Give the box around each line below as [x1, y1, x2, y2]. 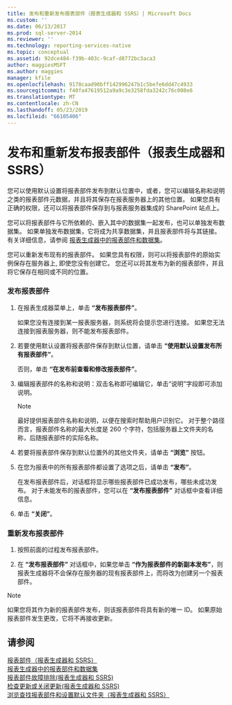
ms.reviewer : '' [7, 36, 54, 43]
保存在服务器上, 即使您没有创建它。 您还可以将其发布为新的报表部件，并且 [12, 258, 224, 267]
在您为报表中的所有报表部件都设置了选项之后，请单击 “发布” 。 [17, 462, 195, 471]
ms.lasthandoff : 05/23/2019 [7, 106, 88, 113]
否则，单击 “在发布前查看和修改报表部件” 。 [17, 364, 141, 373]
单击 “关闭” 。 [17, 509, 57, 518]
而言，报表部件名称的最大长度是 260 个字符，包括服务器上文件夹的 [17, 424, 208, 433]
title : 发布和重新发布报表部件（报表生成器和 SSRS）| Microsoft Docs [7, 10, 192, 17]
